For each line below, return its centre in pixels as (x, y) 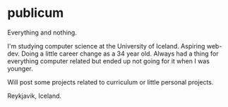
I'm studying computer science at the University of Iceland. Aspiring (106, 46)
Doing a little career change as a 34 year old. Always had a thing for (120, 53)
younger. (20, 68)
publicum (36, 13)
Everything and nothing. (42, 32)
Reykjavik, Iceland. (35, 96)
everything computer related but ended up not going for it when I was (109, 61)
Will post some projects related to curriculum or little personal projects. (110, 82)
